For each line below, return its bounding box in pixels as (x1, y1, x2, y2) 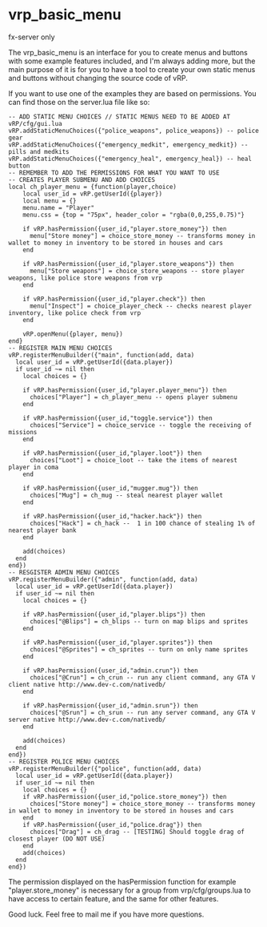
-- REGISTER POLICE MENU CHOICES (8, 757, 120, 766)
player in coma (8, 463, 59, 471)
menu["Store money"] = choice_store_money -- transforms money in (29, 232, 256, 240)
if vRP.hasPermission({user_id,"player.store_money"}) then (22, 224, 227, 233)
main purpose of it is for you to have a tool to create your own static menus (8, 64, 256, 74)
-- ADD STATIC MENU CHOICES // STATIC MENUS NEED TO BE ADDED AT (8, 112, 230, 121)
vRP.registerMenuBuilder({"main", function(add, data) (8, 351, 195, 359)
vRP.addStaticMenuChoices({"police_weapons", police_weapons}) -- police (8, 127, 260, 135)
